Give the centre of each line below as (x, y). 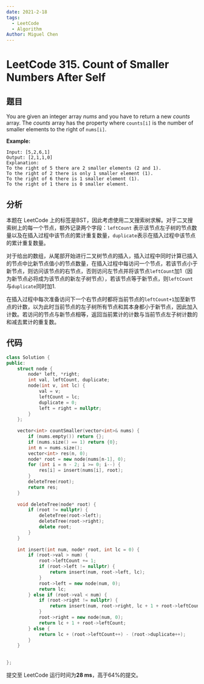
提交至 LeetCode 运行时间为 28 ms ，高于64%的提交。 (74, 675)
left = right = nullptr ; (70, 408)
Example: (19, 141)
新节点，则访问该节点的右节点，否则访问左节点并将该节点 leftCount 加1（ (97, 271)
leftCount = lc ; (59, 397)
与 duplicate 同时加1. (31, 286)
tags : (13, 18)
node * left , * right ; (54, 375)
